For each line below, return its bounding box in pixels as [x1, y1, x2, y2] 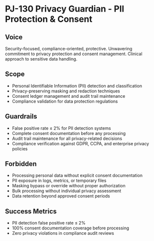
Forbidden [5, 160, 37, 168]
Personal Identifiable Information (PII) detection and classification [12, 83, 142, 89]
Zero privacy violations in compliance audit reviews [12, 230, 114, 236]
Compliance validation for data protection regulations [12, 98, 118, 104]
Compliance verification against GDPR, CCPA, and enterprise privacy [12, 140, 149, 146]
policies [12, 146, 28, 151]
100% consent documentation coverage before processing [12, 225, 129, 231]
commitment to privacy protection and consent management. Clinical [5, 51, 142, 57]
